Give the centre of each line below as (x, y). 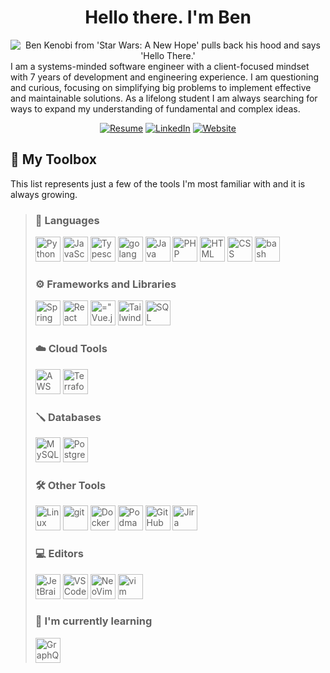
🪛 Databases (68, 417)
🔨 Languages (67, 220)
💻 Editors (59, 554)
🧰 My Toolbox (53, 159)
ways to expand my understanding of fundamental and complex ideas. (155, 108)
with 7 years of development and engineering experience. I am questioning (165, 77)
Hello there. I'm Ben (168, 17)
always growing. (44, 194)
